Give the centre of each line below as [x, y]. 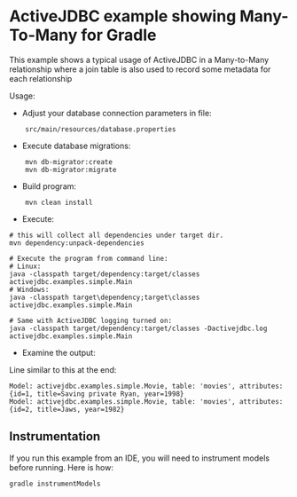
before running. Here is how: [61, 467]
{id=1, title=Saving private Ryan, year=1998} [97, 394]
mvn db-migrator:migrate [71, 170]
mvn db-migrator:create [69, 162]
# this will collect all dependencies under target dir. [117, 235]
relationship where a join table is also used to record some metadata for [140, 69]
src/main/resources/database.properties [101, 129]
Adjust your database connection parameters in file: [117, 113]
